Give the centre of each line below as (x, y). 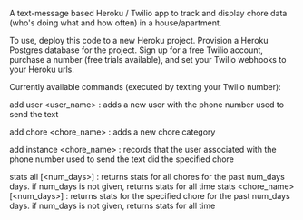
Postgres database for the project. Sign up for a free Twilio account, (136, 50)
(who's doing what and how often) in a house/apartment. (116, 23)
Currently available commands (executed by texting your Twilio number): (145, 87)
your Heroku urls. (42, 69)
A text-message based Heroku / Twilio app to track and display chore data (148, 13)
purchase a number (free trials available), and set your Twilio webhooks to (148, 60)
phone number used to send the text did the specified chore (122, 159)
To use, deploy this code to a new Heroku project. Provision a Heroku (139, 40)
